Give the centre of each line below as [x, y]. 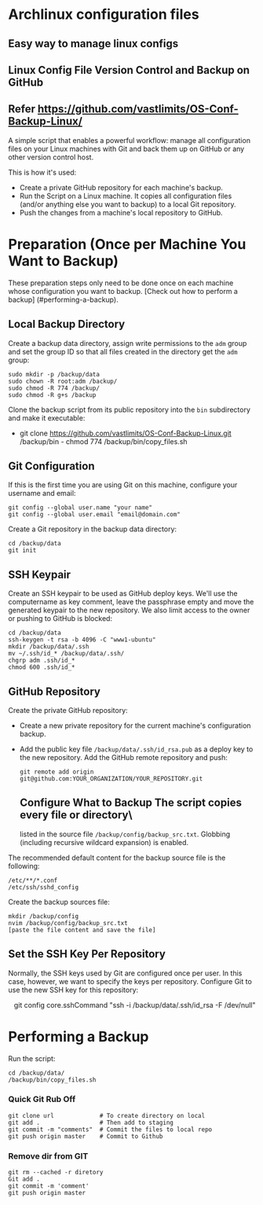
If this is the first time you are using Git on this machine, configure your [123, 485]
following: [24, 865]
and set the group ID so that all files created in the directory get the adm [123, 351]
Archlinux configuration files [104, 15]
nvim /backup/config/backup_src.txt [68, 923]
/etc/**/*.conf [33, 880]
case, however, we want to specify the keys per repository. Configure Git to [130, 981]
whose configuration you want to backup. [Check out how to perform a [123, 291]
